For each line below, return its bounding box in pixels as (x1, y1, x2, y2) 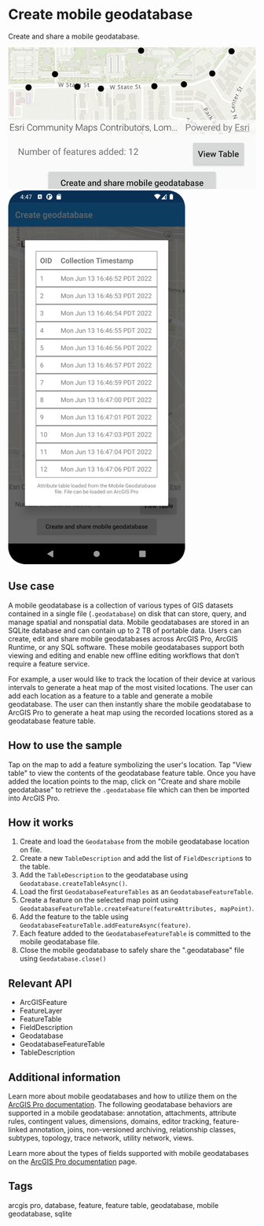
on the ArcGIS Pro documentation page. (8, 1157, 137, 1166)
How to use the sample (8, 739, 123, 752)
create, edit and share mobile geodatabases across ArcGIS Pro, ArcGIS (8, 633, 238, 643)
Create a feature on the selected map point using (19, 895, 178, 905)
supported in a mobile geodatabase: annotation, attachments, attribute (8, 1108, 237, 1117)
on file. (19, 845, 42, 855)
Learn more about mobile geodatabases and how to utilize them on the (8, 1091, 237, 1101)
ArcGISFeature (19, 998, 68, 1007)
